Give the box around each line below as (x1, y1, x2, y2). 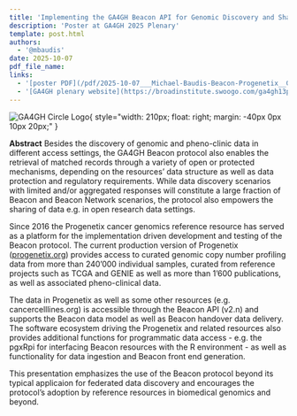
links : (9, 71, 34, 80)
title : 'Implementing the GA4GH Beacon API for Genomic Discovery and (9, 12, 275, 22)
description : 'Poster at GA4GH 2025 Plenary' (9, 21, 179, 30)
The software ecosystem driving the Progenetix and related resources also (9, 322, 281, 333)
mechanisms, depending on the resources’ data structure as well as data (9, 166, 274, 177)
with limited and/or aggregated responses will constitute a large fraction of (9, 185, 281, 196)
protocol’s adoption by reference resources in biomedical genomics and (9, 387, 271, 397)
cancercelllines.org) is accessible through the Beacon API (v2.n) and (9, 304, 259, 314)
